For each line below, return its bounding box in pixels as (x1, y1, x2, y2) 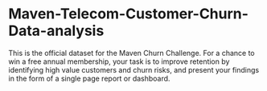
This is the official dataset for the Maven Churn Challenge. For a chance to (8, 48, 255, 57)
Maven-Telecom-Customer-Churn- (8, 5, 249, 23)
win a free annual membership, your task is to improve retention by (8, 57, 230, 66)
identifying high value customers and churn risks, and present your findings (8, 65, 260, 74)
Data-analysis (8, 22, 105, 40)
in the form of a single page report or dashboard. (8, 73, 170, 83)
